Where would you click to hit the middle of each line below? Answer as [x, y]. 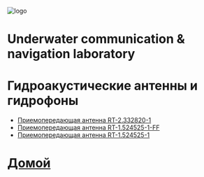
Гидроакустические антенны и [102, 86]
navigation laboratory [71, 54]
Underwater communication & [96, 39]
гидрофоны [43, 101]
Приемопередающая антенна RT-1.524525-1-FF [88, 128]
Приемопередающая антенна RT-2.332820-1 [84, 120]
